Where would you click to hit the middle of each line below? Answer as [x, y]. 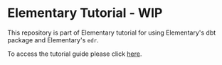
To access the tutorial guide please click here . [75, 54]
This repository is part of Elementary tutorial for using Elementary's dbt [112, 32]
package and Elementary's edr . [53, 40]
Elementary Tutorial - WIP [85, 13]
